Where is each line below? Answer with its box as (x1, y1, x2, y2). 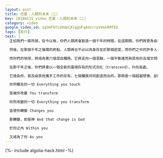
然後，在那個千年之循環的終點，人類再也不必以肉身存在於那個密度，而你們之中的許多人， (9, 47, 161, 52)
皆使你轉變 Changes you (9, 108, 54, 113)
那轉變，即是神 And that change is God (9, 117, 85, 122)
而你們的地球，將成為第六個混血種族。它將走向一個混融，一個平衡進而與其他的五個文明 (9, 56, 158, 61)
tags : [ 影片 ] (5, 29, 30, 34)
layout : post (5, 7, 32, 12)
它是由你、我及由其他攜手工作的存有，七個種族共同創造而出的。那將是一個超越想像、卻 (9, 73, 158, 78)
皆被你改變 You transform (9, 91, 58, 96)
